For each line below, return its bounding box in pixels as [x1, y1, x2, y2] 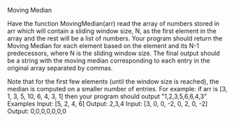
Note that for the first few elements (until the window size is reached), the [7, 77, 219, 86]
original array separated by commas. [7, 64, 113, 72]
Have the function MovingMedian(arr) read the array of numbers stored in [7, 20, 220, 27]
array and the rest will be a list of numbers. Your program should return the [7, 34, 223, 43]
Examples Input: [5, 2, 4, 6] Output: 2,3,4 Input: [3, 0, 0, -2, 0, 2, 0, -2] [7, 100, 208, 107]
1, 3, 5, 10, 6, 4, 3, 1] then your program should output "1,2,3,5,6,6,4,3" [7, 92, 207, 100]
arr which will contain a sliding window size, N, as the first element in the [7, 27, 217, 35]
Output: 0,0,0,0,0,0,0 [7, 107, 66, 115]
